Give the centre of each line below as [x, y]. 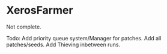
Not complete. [24, 27]
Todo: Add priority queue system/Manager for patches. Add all [84, 38]
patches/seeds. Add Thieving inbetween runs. [63, 45]
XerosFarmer [40, 10]
